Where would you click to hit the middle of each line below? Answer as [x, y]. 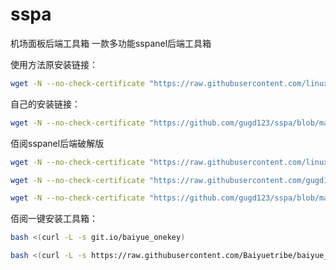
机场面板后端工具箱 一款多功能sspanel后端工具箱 [111, 43]
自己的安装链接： [45, 104]
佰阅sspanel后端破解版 [57, 143]
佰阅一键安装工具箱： [54, 219]
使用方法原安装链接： [54, 64]
